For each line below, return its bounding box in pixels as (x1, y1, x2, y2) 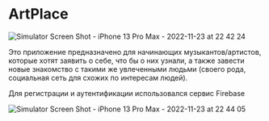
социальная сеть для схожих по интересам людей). (8, 73, 188, 82)
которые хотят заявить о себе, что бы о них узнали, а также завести (8, 56, 245, 65)
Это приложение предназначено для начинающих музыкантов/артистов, (8, 47, 262, 56)
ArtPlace (8, 5, 69, 23)
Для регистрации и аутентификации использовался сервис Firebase (8, 88, 246, 98)
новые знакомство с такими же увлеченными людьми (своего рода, (8, 64, 246, 73)
